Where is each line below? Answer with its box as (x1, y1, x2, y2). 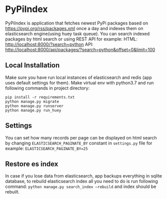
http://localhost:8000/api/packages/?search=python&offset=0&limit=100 (5, 46, 155, 52)
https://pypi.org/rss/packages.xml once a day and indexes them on (5, 25, 143, 31)
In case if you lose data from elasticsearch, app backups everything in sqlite (5, 173, 162, 179)
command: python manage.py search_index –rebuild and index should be (5, 183, 156, 189)
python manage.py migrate (5, 99, 59, 104)
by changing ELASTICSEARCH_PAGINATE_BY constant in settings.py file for (5, 140, 152, 146)
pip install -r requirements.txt (5, 94, 75, 99)
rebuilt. (5, 189, 20, 195)
